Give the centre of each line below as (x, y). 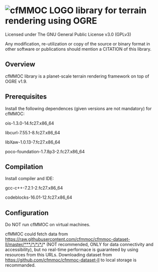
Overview (20, 64)
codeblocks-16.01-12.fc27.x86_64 (39, 197)
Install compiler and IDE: (29, 179)
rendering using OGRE (51, 21)
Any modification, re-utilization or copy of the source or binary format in (78, 43)
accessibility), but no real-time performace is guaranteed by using (72, 250)
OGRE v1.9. (16, 81)
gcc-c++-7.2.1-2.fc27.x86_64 (34, 188)
